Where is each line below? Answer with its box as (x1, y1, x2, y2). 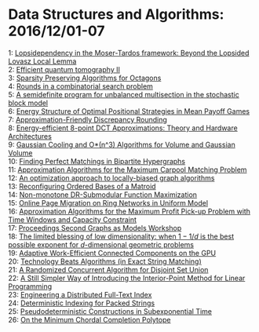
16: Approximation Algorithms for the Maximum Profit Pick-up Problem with (8, 206, 251, 216)
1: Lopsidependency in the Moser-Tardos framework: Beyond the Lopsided (8, 48, 250, 57)
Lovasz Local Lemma (8, 57, 77, 66)
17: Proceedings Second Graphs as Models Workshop (8, 223, 182, 232)
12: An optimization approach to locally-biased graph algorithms (8, 173, 215, 182)
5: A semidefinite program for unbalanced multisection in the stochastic (8, 89, 239, 99)
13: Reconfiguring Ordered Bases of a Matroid (8, 181, 156, 191)
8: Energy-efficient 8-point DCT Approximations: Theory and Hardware (8, 123, 238, 133)
